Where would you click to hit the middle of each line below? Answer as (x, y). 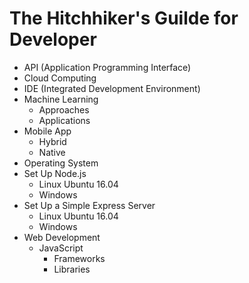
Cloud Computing (60, 78)
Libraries (72, 269)
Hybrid (52, 141)
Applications (64, 120)
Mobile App (47, 131)
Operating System (61, 163)
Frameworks (79, 258)
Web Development (62, 237)
